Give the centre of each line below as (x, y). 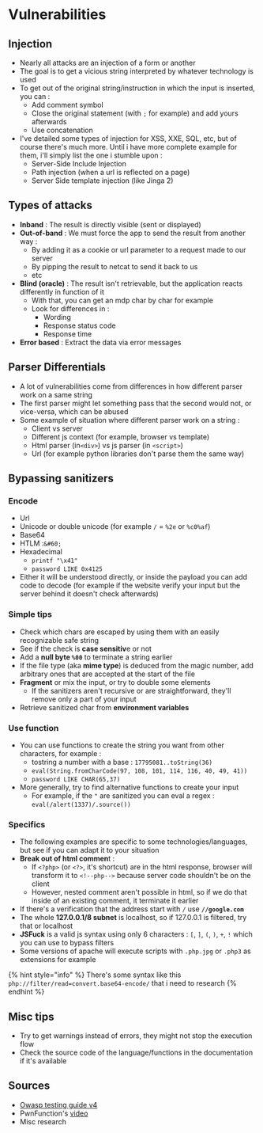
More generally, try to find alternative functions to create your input (129, 787)
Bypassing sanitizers (61, 479)
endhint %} (26, 992)
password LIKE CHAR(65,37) (76, 779)
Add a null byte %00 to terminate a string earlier (96, 657)
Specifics (27, 824)
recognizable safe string (59, 640)
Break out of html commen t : (67, 859)
